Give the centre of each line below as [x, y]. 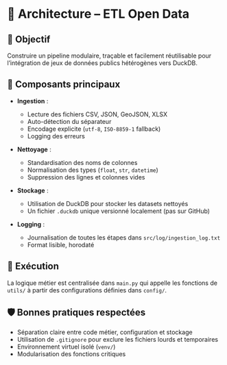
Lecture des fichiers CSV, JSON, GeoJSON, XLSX [97, 114]
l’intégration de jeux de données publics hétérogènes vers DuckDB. [102, 63]
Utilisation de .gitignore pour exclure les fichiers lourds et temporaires [117, 340]
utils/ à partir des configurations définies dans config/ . [87, 290]
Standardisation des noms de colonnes [82, 162]
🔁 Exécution [33, 266]
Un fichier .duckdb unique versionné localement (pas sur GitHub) [119, 211]
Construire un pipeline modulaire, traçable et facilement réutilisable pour [109, 55]
